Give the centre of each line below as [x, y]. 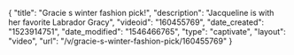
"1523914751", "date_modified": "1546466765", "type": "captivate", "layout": [147, 31]
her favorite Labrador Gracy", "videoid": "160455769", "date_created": [136, 22]
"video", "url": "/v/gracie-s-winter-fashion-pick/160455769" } [120, 41]
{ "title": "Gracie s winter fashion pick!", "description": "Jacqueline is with [141, 13]
